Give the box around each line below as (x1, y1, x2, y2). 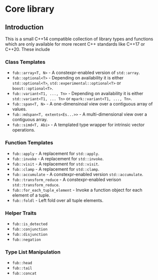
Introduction (5, 23, 44, 31)
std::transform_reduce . (12, 181, 60, 187)
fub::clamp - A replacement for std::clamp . (12, 166, 99, 172)
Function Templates (5, 139, 53, 146)
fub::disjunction (12, 232, 48, 237)
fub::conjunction (12, 227, 48, 231)
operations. (12, 127, 36, 133)
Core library (5, 3, 55, 15)
